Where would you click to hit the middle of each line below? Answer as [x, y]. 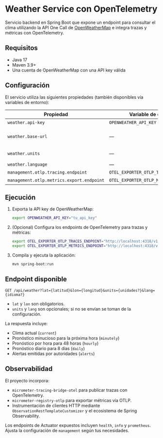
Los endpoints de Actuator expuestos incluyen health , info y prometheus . [78, 425]
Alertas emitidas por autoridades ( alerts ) [53, 353]
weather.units [24, 153]
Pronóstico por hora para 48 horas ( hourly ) [55, 343]
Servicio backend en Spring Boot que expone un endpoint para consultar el [80, 22]
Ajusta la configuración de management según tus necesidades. [67, 430]
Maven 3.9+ [24, 65]
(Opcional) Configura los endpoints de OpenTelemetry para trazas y [80, 228]
